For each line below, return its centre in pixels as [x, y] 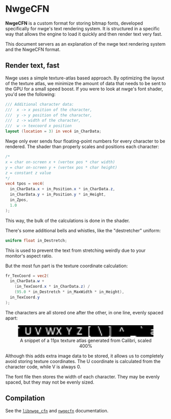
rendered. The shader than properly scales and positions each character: [82, 146]
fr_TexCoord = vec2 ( [27, 276]
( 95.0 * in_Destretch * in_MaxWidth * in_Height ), [69, 292]
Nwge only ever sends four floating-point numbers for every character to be [86, 141]
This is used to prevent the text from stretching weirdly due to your [76, 250]
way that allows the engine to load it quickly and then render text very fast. [84, 34]
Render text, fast [32, 65]
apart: [11, 318]
